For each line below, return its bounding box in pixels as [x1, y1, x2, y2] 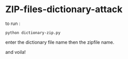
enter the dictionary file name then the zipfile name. [5, 39, 115, 45]
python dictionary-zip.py [5, 30, 60, 35]
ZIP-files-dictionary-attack [5, 4, 123, 15]
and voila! [5, 49, 26, 55]
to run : [5, 20, 20, 26]
